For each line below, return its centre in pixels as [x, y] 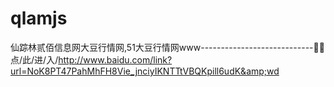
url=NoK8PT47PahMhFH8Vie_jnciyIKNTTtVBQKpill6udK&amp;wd [145, 71]
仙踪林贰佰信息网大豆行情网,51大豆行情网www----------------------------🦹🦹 [167, 47]
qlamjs [39, 18]
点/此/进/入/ [34, 59]
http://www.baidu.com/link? [115, 59]
